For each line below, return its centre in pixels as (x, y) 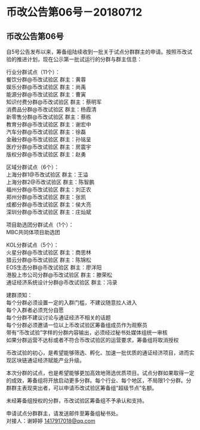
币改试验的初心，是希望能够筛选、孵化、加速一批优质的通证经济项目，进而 (98, 353)
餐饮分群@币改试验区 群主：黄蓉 (46, 79)
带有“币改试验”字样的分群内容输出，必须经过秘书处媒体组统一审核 (87, 332)
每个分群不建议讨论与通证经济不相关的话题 (59, 317)
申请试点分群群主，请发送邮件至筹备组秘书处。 (64, 413)
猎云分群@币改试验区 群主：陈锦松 (49, 260)
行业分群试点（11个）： (33, 72)
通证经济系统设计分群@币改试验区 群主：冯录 (62, 282)
